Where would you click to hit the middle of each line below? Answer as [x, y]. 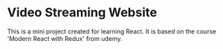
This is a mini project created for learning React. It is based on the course [112, 31]
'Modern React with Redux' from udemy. [65, 38]
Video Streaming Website [82, 13]
